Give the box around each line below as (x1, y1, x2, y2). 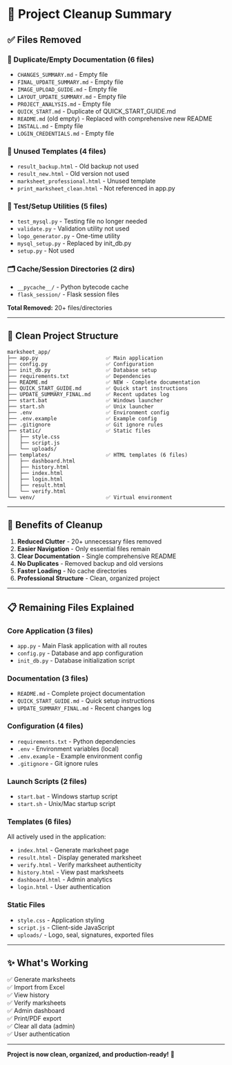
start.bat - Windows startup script (17, 792, 118, 800)
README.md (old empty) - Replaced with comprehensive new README (17, 114, 213, 123)
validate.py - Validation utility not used (17, 224, 130, 233)
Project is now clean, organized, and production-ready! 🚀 (7, 1050, 175, 1059)
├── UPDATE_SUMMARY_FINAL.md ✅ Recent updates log (7, 391, 170, 397)
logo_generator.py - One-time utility (17, 232, 121, 240)
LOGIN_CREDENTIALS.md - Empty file (17, 129, 115, 137)
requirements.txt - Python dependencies (17, 737, 136, 745)
